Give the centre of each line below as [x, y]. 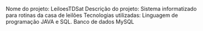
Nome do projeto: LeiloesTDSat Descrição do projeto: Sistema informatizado [101, 9]
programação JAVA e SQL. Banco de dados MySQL [70, 22]
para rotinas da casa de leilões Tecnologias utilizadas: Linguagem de [92, 15]
